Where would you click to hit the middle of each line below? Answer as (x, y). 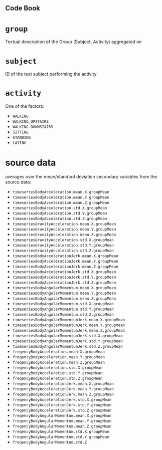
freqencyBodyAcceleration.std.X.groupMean (57, 368)
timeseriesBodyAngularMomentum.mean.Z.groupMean (64, 299)
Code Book (23, 8)
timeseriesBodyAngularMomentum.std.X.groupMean (63, 304)
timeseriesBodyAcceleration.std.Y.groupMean (60, 213)
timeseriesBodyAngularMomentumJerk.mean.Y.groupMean (69, 325)
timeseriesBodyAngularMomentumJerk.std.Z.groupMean (67, 347)
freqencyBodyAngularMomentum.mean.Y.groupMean (62, 421)
